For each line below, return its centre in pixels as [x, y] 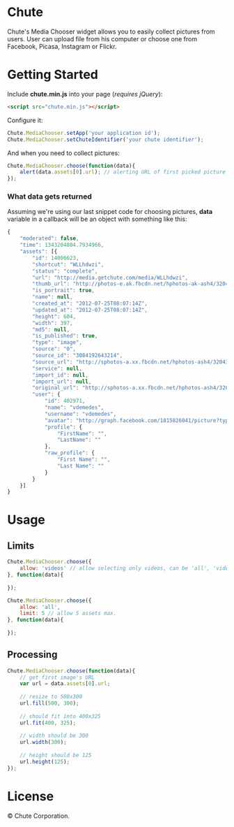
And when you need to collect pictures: [63, 153]
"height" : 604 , [54, 316]
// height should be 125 [56, 756]
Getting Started [53, 75]
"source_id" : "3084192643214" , [78, 356]
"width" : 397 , [53, 323]
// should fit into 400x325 [60, 716]
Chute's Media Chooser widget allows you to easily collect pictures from [111, 31]
